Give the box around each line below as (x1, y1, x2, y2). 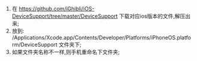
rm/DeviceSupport (11, 41, 58, 48)
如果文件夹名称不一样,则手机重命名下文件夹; (11, 49, 121, 55)
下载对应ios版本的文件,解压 (119, 12, 186, 20)
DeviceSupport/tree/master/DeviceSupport (11, 12, 118, 20)
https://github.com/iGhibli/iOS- (19, 5, 95, 12)
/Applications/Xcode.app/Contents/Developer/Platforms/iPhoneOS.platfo (11, 34, 191, 41)
